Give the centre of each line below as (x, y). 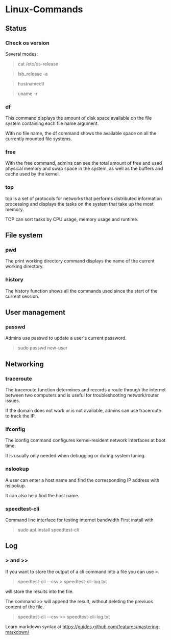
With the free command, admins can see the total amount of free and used (84, 163)
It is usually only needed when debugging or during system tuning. (76, 456)
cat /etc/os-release (38, 64)
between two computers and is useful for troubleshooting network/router (82, 395)
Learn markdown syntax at (33, 626)
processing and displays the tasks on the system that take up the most (80, 204)
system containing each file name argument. (52, 123)
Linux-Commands (44, 9)
